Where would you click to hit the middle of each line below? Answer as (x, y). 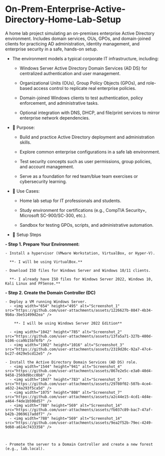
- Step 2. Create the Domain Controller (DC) (50, 292)
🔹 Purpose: (24, 127)
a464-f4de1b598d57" (25, 401)
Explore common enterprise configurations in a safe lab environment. (90, 152)
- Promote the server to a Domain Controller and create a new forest (79, 444)
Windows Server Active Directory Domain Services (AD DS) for (83, 68)
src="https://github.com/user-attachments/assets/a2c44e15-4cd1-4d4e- (79, 397)
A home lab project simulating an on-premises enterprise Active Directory (80, 33)
